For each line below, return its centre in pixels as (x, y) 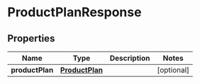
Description (130, 58)
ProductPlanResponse (74, 12)
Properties (31, 38)
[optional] (173, 70)
